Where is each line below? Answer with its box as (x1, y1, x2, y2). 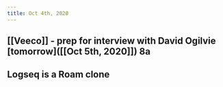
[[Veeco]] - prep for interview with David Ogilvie (7, 35, 217, 47)
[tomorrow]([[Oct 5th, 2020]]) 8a (7, 46, 150, 58)
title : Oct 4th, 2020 (7, 10, 69, 17)
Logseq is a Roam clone (7, 69, 110, 80)
